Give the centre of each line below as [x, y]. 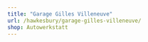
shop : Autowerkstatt [38, 27]
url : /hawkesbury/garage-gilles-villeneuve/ [74, 21]
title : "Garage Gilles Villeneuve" [60, 14]
